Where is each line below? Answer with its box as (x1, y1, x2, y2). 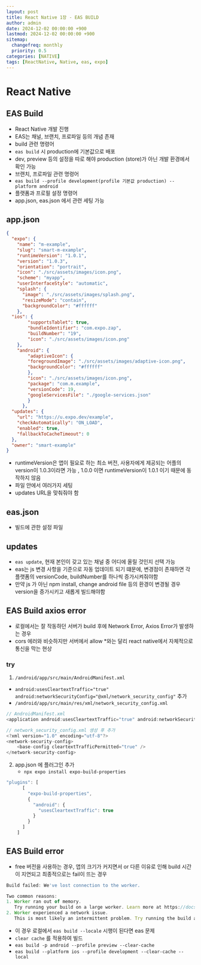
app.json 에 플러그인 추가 (14, 761, 75, 768)
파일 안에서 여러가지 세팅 (14, 482, 73, 489)
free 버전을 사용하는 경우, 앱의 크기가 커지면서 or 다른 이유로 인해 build (14, 863, 181, 870)
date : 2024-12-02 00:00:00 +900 (6, 25, 87, 32)
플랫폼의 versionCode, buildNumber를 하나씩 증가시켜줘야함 (14, 573, 159, 580)
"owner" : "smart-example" (11, 442, 77, 448)
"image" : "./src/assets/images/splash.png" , (22, 291, 135, 297)
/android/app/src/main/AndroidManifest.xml (14, 675, 126, 681)
